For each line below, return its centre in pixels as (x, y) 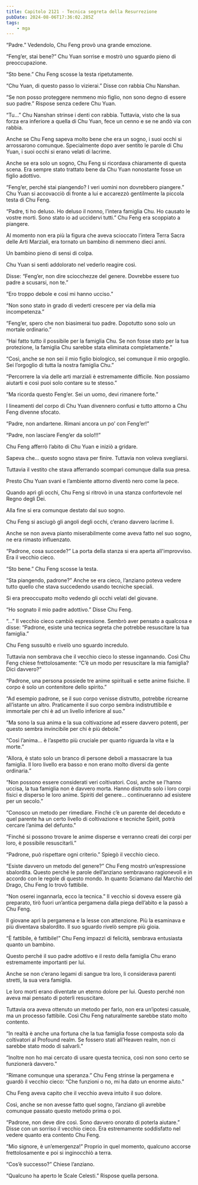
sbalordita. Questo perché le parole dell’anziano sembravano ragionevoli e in (99, 873)
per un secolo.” (25, 801)
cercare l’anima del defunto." (41, 825)
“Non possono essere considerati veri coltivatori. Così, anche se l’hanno (94, 782)
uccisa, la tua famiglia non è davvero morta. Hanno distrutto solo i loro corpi (98, 788)
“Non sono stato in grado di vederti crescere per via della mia (81, 305)
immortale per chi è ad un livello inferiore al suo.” (66, 711)
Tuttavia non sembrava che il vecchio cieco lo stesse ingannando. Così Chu (98, 657)
